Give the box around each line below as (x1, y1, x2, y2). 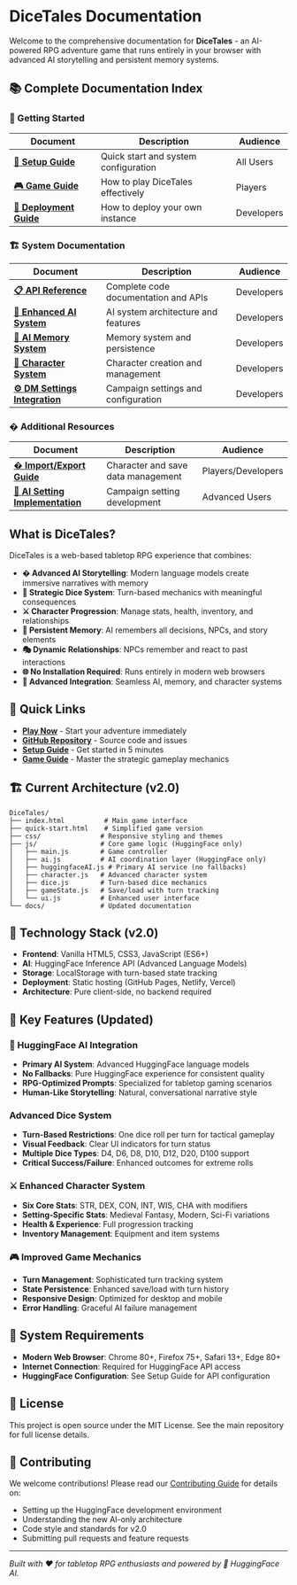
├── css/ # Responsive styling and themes (9, 831, 224, 841)
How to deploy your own (100, 201, 202, 214)
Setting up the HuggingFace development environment (21, 1504, 223, 1516)
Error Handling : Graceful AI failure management (21, 1302, 197, 1313)
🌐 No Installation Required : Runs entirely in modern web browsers (21, 666, 265, 677)
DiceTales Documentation (9, 6, 202, 27)
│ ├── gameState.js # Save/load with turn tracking (9, 886, 219, 895)
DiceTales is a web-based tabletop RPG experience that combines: (9, 550, 252, 561)
